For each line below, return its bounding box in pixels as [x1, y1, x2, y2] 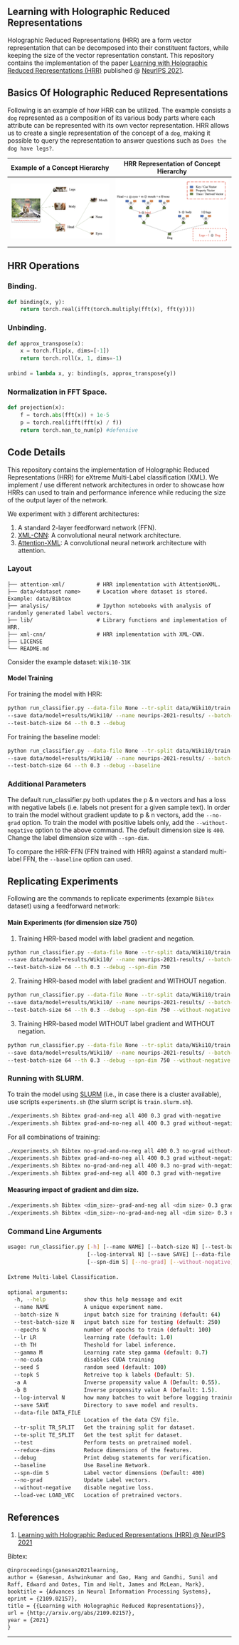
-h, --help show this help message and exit [14, 1296, 183, 1303]
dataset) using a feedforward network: [7, 902, 120, 911]
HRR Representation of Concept [123, 160, 221, 168]
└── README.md [7, 645, 50, 652]
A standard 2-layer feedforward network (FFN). [17, 523, 156, 532]
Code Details [7, 446, 65, 459]
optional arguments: [7, 1288, 69, 1296]
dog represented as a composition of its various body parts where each [7, 113, 216, 122]
